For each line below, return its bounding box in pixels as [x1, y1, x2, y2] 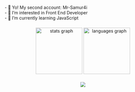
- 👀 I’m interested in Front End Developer [4, 10, 88, 16]
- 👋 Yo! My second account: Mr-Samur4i [4, 4, 87, 10]
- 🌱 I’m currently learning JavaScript [4, 15, 79, 21]
